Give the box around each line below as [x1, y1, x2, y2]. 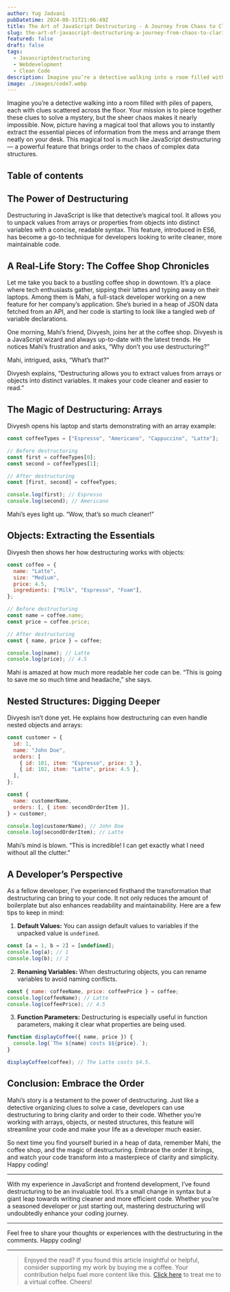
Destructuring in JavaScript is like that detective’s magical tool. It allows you [7, 211, 221, 219]
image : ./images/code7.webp [7, 80, 88, 87]
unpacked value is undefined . [16, 929, 100, 938]
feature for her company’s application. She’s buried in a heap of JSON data [7, 300, 218, 308]
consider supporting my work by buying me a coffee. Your [23, 1263, 188, 1271]
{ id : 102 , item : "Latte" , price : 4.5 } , [19, 766, 140, 773]
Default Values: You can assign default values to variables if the [16, 922, 199, 930]
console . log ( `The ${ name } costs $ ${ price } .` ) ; [13, 1040, 149, 1047]
